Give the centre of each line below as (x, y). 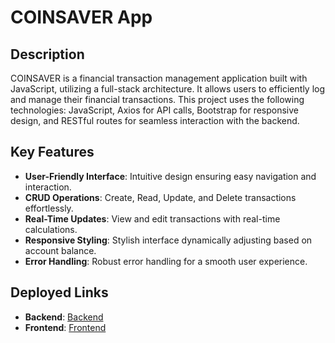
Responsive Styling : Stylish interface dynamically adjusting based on (168, 240)
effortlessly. (49, 208)
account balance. (60, 250)
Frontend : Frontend (65, 327)
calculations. (51, 229)
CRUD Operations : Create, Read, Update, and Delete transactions (160, 197)
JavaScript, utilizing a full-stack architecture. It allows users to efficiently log (168, 89)
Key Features (52, 152)
